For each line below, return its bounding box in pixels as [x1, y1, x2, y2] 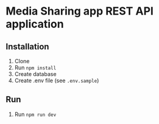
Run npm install [14, 64, 57, 71]
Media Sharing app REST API [5, 4, 154, 18]
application [5, 17, 65, 31]
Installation [5, 41, 49, 52]
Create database [14, 71, 57, 77]
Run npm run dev [14, 111, 57, 118]
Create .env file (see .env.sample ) [14, 77, 99, 84]
